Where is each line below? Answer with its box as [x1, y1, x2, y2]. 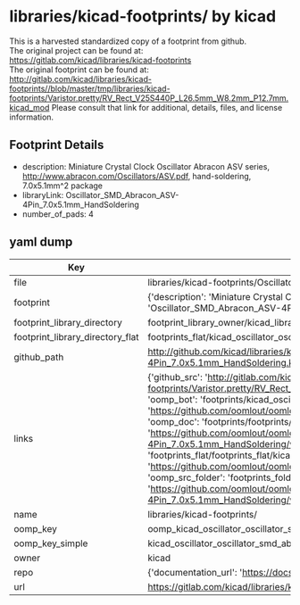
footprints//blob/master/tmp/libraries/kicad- [9, 83, 171, 94]
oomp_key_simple [13, 537, 88, 550]
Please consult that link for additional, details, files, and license [51, 102, 283, 112]
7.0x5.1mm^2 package [21, 180, 104, 191]
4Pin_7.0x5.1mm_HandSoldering [21, 199, 140, 210]
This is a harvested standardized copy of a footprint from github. [9, 36, 247, 46]
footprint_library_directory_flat [13, 330, 139, 343]
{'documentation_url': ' [146, 566, 243, 578]
